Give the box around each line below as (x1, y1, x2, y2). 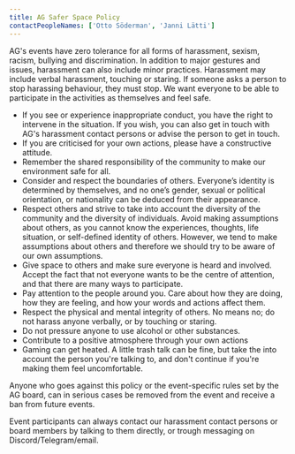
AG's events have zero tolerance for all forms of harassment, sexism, (9, 45, 261, 56)
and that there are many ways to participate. (21, 278, 184, 289)
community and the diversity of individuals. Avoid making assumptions (21, 213, 279, 223)
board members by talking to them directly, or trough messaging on (9, 425, 255, 435)
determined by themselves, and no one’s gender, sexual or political (21, 185, 266, 195)
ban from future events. (9, 398, 95, 409)
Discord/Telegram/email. (9, 435, 99, 445)
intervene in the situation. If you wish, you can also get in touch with (21, 118, 270, 129)
